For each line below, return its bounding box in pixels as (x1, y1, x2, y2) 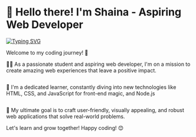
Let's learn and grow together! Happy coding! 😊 (6, 124, 124, 131)
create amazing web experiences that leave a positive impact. (6, 66, 156, 74)
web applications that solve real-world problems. (6, 113, 125, 120)
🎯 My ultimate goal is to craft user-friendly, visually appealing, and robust (6, 106, 185, 113)
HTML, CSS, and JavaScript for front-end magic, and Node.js (6, 90, 155, 97)
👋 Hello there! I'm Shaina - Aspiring (6, 5, 182, 19)
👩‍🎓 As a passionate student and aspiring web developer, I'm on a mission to (6, 60, 191, 68)
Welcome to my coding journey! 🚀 (6, 49, 89, 56)
